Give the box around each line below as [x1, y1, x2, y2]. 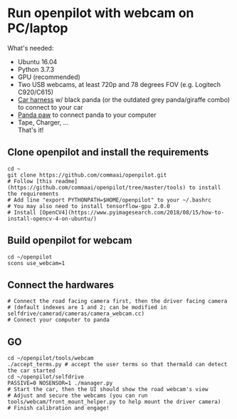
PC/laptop [7, 20, 69, 36]
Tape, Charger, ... [17, 118, 69, 126]
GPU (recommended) [17, 73, 80, 81]
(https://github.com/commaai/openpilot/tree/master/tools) [7, 184, 186, 191]
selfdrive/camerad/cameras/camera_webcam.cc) [7, 310, 144, 318]
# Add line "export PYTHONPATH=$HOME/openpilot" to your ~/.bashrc [7, 196, 212, 204]
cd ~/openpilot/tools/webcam [7, 355, 94, 362]
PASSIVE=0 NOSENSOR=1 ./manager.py [7, 380, 113, 387]
